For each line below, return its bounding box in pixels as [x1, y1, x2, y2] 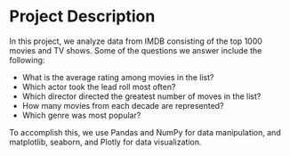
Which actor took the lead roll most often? [21, 81, 176, 92]
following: [9, 54, 45, 65]
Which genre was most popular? [21, 110, 141, 120]
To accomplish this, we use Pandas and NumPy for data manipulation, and [9, 127, 282, 137]
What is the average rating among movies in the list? [21, 71, 214, 82]
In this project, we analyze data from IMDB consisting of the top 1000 [9, 36, 262, 46]
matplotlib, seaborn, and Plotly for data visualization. [9, 136, 202, 147]
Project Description [9, 6, 156, 27]
